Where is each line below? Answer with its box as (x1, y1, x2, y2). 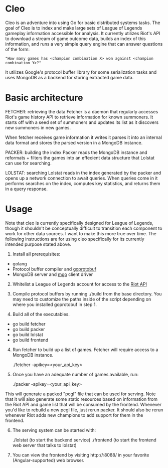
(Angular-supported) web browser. (12, 457, 85, 463)
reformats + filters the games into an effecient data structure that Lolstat (5, 154, 154, 161)
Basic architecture (5, 92, 83, 103)
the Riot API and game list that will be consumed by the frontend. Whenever (5, 401, 162, 407)
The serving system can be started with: (12, 427, 96, 433)
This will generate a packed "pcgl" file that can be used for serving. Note (5, 391, 156, 397)
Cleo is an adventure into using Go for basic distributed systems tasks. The (5, 20, 160, 26)
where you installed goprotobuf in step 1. (12, 301, 97, 307)
